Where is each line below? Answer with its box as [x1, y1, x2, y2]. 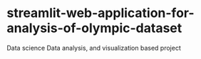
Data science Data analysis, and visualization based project [6, 43, 181, 52]
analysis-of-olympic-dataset [6, 20, 182, 36]
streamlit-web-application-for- [6, 5, 195, 21]
